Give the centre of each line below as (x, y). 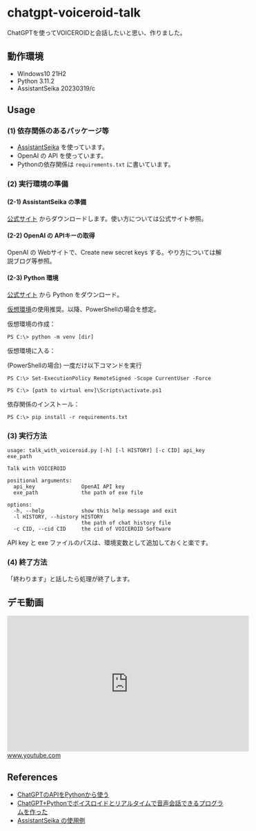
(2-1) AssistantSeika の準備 (47, 202)
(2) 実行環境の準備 (38, 184)
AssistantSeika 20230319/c (56, 88)
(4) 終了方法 (27, 563)
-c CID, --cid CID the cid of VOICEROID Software (92, 529)
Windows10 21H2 (42, 73)
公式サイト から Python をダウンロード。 (65, 294)
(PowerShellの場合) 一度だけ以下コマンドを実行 (75, 365)
